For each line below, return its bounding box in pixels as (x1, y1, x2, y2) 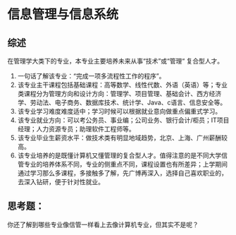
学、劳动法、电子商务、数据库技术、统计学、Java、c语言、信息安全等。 (17, 98, 227, 107)
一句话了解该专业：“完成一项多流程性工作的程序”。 (17, 72, 166, 80)
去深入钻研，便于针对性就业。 (17, 178, 104, 186)
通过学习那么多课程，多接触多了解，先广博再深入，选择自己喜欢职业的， (17, 169, 228, 177)
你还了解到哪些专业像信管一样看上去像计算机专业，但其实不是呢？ (7, 220, 199, 229)
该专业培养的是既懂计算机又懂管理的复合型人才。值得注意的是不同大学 (17, 151, 222, 159)
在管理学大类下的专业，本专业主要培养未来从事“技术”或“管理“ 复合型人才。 (7, 57, 224, 65)
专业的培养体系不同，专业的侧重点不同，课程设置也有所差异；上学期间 (23, 160, 228, 168)
